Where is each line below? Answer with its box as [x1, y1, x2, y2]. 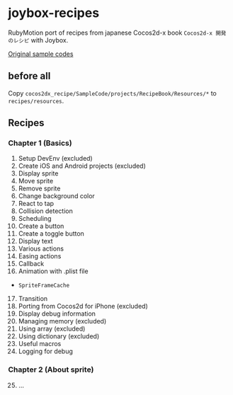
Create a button [18, 222, 64, 231]
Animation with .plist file [18, 267, 89, 275]
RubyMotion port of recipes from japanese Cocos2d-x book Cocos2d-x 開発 [8, 28, 227, 37]
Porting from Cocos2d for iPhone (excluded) [18, 302, 148, 311]
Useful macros [18, 340, 62, 348]
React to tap [18, 200, 55, 208]
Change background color [18, 192, 95, 200]
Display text [18, 237, 53, 246]
